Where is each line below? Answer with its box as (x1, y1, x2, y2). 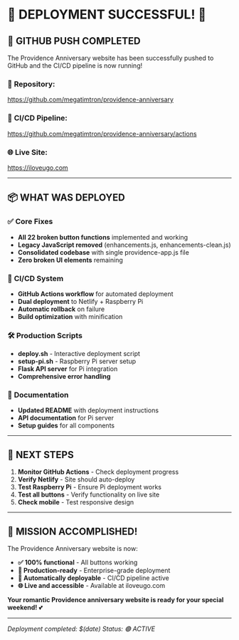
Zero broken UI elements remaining (17, 255, 123, 264)
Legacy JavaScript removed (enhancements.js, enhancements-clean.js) (17, 240, 231, 249)
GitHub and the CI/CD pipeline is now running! (7, 61, 143, 70)
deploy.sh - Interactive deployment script (17, 350, 141, 358)
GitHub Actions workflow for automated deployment (17, 289, 174, 298)
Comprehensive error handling (17, 372, 111, 381)
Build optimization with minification (17, 312, 123, 320)
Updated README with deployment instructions (17, 406, 159, 415)
